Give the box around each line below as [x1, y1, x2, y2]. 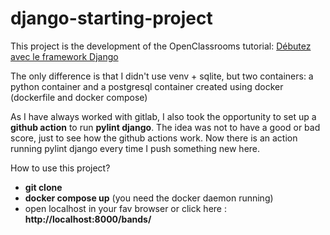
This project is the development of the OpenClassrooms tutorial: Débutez [10, 40, 312, 52]
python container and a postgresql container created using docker [10, 80, 284, 92]
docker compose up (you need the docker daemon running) [24, 192, 274, 204]
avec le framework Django [10, 50, 119, 62]
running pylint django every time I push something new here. [10, 142, 261, 154]
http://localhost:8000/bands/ [24, 213, 152, 225]
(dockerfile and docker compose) [10, 91, 148, 103]
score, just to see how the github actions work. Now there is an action [10, 132, 298, 144]
